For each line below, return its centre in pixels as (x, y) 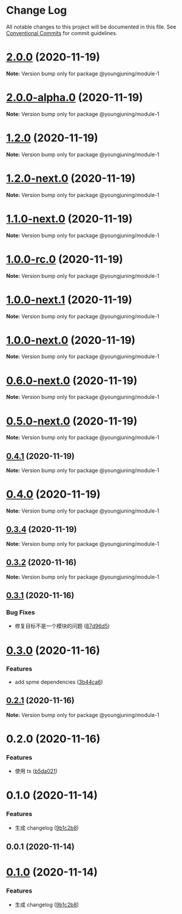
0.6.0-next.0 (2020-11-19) (72, 380)
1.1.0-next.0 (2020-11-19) (69, 219)
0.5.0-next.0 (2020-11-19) (72, 421)
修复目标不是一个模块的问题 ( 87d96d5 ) (62, 626)
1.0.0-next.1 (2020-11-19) (69, 300)
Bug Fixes (21, 612)
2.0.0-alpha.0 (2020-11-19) (75, 98)
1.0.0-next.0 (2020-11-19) (71, 340)
